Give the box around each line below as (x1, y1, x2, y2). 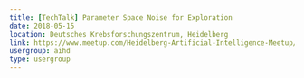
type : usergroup (9, 55, 71, 64)
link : (9, 38, 30, 48)
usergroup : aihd (9, 47, 71, 56)
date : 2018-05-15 (9, 22, 75, 30)
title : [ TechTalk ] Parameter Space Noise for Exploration (9, 13, 233, 22)
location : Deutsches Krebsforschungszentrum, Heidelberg (9, 30, 229, 39)
